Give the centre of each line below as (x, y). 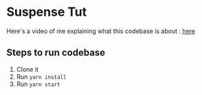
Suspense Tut (47, 12)
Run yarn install (41, 76)
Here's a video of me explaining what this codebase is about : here (101, 31)
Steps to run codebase (56, 53)
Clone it (27, 69)
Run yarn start (38, 84)
